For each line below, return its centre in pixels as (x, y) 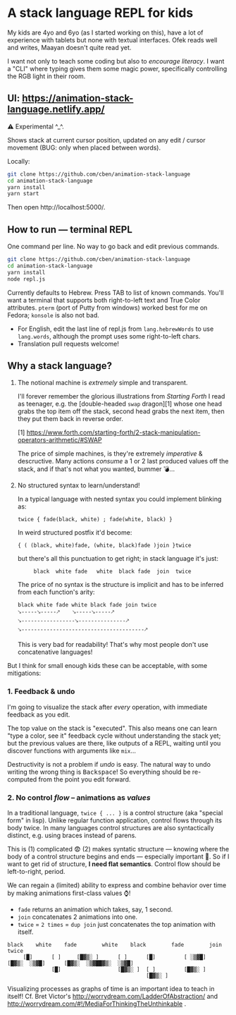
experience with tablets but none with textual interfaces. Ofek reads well (112, 39)
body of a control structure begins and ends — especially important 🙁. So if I (118, 856)
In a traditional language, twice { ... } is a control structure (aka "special (115, 813)
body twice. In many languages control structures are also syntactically (111, 827)
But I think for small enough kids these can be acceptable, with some (107, 666)
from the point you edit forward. (85, 779)
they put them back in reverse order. (70, 419)
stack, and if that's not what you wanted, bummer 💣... (96, 469)
